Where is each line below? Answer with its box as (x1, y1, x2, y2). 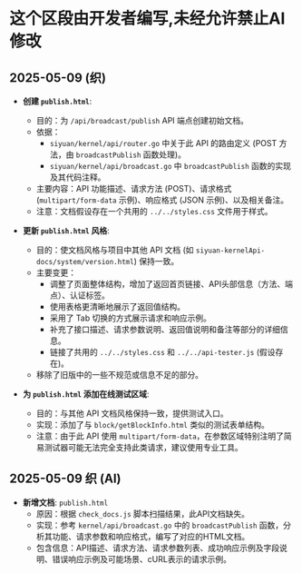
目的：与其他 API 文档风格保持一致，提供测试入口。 (35, 408, 229, 419)
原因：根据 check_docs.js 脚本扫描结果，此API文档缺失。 (35, 508, 249, 519)
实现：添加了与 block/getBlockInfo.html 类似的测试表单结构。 (35, 420, 270, 430)
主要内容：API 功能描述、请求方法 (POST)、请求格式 (35, 183, 232, 193)
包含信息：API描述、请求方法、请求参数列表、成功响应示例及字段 (35, 542, 279, 553)
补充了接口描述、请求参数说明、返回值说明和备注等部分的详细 (49, 324, 281, 334)
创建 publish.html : (22, 96, 93, 106)
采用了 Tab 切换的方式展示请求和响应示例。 (49, 312, 211, 323)
